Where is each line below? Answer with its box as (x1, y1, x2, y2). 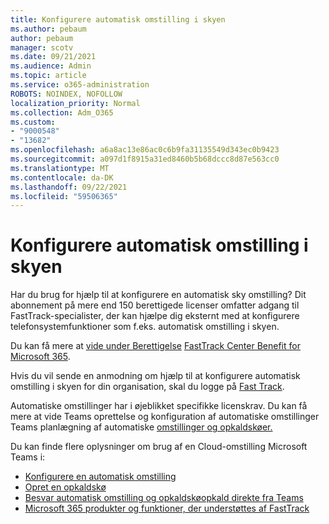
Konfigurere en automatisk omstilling (24, 471, 177, 483)
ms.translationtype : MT (10, 163, 110, 173)
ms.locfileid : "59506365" (10, 191, 118, 201)
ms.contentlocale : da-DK (10, 172, 114, 183)
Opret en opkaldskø (24, 481, 107, 493)
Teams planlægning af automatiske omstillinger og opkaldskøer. (10, 421, 273, 433)
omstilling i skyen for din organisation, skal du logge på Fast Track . (10, 381, 285, 393)
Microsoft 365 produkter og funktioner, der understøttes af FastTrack (24, 502, 310, 515)
